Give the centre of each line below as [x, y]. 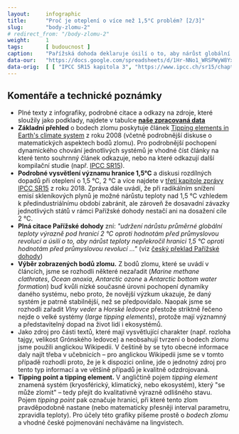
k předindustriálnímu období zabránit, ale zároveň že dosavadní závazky [123, 203]
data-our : [22, 60]
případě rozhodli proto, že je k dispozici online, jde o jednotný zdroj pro [122, 362]
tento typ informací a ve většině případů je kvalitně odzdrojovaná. [113, 370]
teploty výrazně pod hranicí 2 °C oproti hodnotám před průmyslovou [118, 234]
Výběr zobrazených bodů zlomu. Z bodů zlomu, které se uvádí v [113, 264]
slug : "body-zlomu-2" [49, 27]
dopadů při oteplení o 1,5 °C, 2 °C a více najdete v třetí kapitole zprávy [121, 181]
